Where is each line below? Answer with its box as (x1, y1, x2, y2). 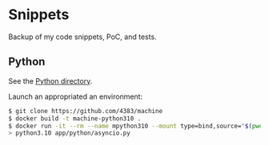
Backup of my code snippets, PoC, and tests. (8, 32, 158, 41)
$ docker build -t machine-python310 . (8, 114, 142, 123)
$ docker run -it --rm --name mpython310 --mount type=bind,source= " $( (8, 122, 252, 130)
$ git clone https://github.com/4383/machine (8, 107, 163, 115)
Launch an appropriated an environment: (8, 92, 143, 101)
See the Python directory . (8, 76, 93, 85)
